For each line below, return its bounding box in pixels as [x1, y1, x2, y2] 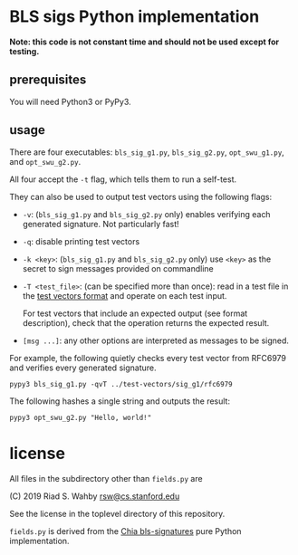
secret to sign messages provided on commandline [22, 263, 215, 273]
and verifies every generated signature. [9, 362, 157, 373]
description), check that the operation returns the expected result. [22, 317, 270, 328]
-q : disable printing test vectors [22, 235, 140, 246]
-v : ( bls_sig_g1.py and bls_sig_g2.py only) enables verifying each [22, 208, 271, 219]
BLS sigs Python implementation [9, 6, 260, 27]
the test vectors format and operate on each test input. [22, 290, 227, 301]
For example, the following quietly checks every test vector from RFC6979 [9, 352, 287, 363]
